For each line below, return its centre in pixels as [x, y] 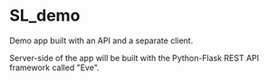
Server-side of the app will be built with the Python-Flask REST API [134, 58]
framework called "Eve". [54, 67]
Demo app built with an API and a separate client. [101, 40]
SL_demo [45, 16]
